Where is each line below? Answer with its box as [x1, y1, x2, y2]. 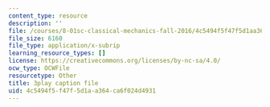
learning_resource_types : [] [8, 49, 106, 57]
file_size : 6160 [8, 34, 63, 43]
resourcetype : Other [8, 72, 78, 80]
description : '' [8, 19, 63, 27]
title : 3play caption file [8, 79, 99, 87]
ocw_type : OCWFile [8, 64, 70, 72]
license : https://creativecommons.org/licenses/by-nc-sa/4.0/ [8, 57, 221, 65]
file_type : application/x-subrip [8, 42, 121, 50]
